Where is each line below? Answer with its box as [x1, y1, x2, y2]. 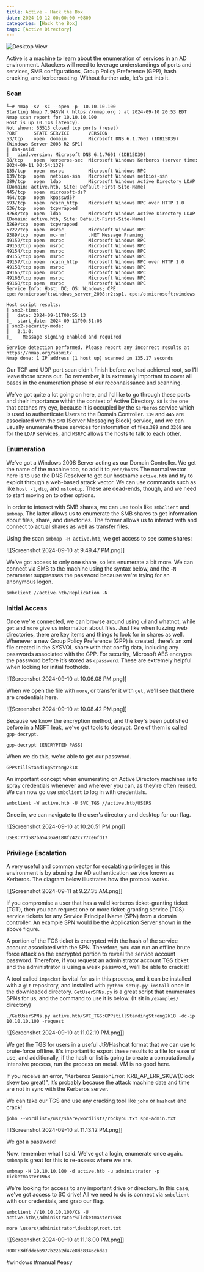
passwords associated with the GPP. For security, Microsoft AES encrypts [6, 650, 192, 658]
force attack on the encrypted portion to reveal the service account [6, 950, 176, 958]
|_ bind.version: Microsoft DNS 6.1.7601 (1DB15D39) [6, 151, 147, 158]
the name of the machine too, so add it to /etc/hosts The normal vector [6, 465, 187, 473]
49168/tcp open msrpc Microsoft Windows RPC [6, 280, 147, 286]
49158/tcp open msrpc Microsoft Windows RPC [6, 264, 147, 270]
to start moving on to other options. [6, 491, 96, 499]
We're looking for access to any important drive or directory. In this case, [6, 1184, 190, 1192]
